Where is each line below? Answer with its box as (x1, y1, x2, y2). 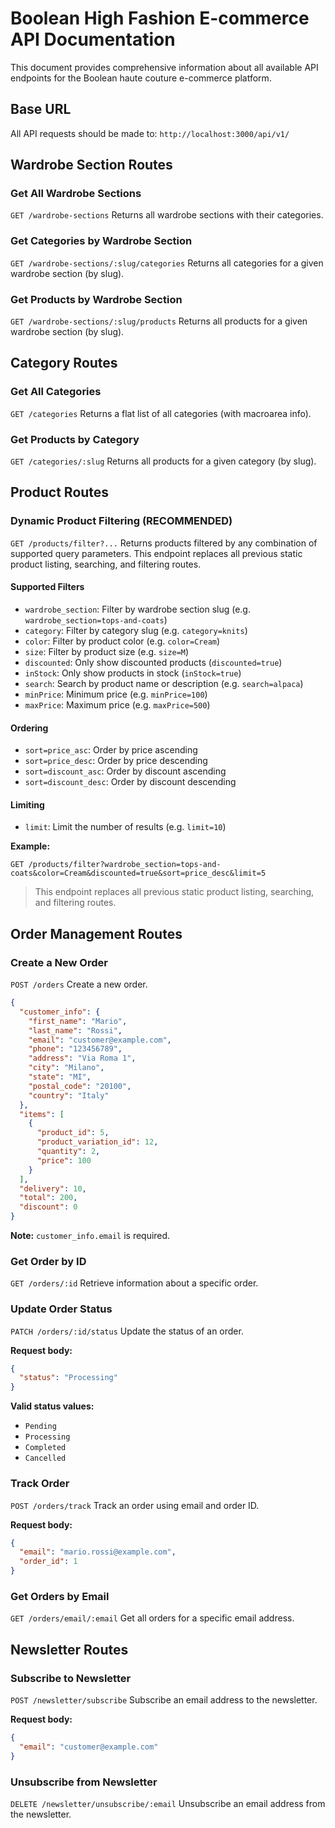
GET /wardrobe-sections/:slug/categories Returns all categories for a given (10, 257, 324, 269)
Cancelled (24, 1453, 67, 1464)
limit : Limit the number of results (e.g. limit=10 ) (24, 821, 227, 833)
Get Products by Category (10, 432, 140, 446)
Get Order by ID (10, 1254, 87, 1268)
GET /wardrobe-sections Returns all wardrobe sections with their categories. (10, 209, 324, 221)
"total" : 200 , (19, 1193, 78, 1203)
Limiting (10, 798, 45, 811)
